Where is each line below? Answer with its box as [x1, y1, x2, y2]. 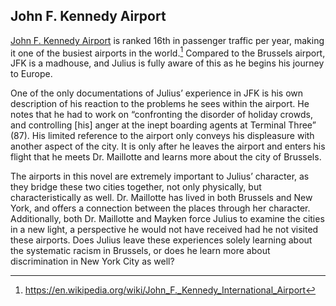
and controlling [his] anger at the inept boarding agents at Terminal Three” [10, 119, 317, 131]
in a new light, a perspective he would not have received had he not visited [10, 224, 319, 236]
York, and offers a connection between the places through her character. [10, 202, 311, 214]
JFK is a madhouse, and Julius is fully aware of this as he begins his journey [10, 57, 325, 69]
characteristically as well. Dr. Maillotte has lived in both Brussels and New [10, 192, 313, 204]
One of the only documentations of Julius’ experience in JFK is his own [10, 87, 304, 99]
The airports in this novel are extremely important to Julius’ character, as [10, 170, 310, 183]
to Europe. [10, 68, 53, 80]
